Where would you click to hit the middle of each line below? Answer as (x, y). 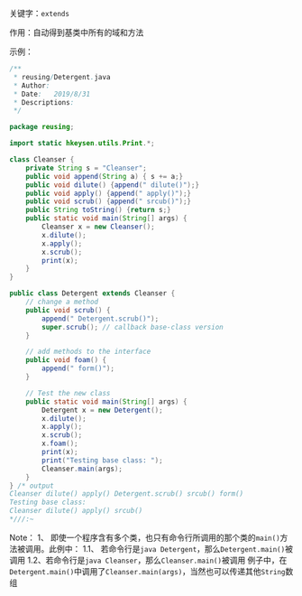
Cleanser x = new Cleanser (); (98, 227)
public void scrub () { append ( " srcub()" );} (109, 201)
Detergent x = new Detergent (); (103, 410)
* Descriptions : (44, 102)
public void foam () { (66, 360)
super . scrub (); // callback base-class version (133, 327)
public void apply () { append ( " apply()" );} (109, 193)
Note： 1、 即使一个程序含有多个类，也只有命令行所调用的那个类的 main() (145, 537)
